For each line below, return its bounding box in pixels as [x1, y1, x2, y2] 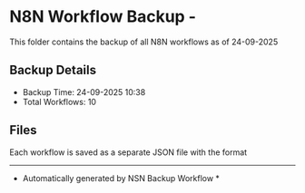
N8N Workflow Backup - [9, 6, 197, 27]
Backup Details [9, 63, 97, 78]
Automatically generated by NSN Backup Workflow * [22, 172, 221, 183]
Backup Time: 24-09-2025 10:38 [22, 86, 146, 97]
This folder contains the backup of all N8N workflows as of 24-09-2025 [9, 36, 279, 47]
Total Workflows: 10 [22, 96, 97, 107]
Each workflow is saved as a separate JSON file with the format [9, 147, 248, 158]
